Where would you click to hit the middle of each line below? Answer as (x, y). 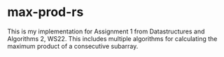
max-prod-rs (45, 12)
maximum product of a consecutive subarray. (73, 46)
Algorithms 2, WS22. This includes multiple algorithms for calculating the (112, 38)
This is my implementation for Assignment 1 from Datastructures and (106, 31)
